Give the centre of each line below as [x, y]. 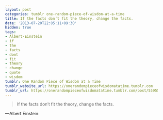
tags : [10, 32]
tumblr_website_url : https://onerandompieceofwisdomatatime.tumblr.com [79, 86]
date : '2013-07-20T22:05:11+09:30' [41, 23]
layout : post [18, 9]
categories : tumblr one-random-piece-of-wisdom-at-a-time [65, 14]
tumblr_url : [17, 90]
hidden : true [18, 28]
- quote [13, 73]
